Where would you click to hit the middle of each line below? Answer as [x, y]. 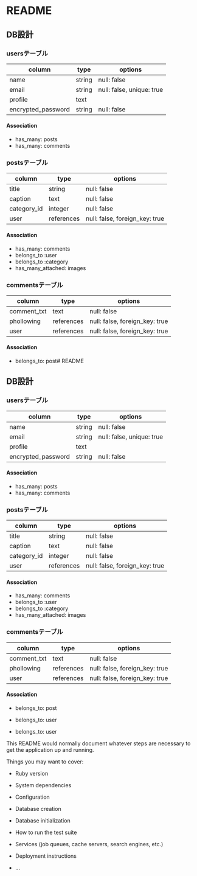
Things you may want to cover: [45, 762]
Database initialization [43, 820]
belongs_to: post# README [49, 361]
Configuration [32, 797]
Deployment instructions [46, 856]
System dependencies [43, 785]
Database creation [38, 808]
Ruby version [32, 773]
